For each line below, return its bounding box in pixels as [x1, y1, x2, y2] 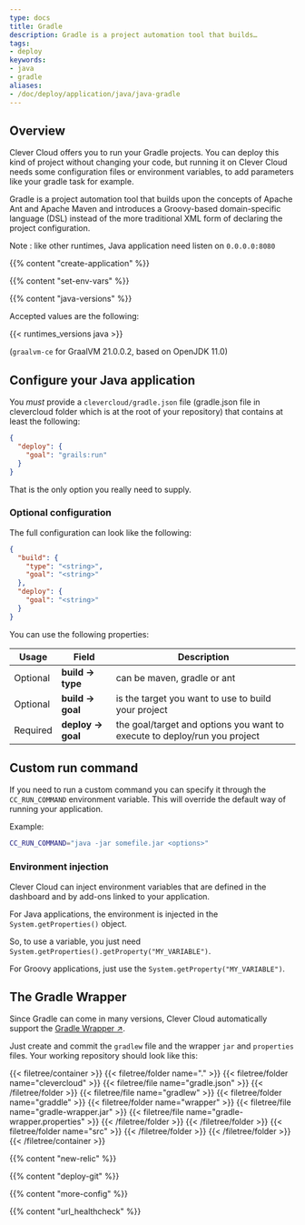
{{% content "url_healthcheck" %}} [9, 1206, 142, 1217]
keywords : [9, 55, 47, 65]
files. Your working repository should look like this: [9, 1050, 198, 1061]
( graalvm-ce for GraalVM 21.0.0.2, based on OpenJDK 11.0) [9, 346, 229, 357]
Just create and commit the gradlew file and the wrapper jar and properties [9, 1040, 294, 1051]
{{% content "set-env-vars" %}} [9, 276, 130, 286]
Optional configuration [9, 507, 112, 519]
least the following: [9, 416, 81, 427]
